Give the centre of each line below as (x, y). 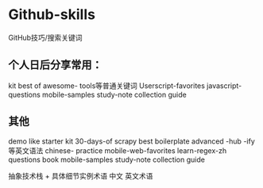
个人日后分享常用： (55, 65)
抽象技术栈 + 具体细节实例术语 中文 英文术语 (81, 175)
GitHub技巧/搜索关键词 (45, 37)
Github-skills (52, 15)
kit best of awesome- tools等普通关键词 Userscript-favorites (106, 86)
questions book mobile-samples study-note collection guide (106, 159)
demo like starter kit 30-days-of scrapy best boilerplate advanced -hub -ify (132, 141)
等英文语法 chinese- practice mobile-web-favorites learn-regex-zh (118, 150)
